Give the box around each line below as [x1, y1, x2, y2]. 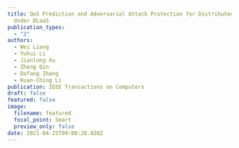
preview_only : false [14, 122, 75, 130]
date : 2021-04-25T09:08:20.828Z [7, 129, 103, 137]
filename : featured [14, 110, 72, 117]
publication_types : [7, 23, 65, 31]
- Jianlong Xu [14, 57, 55, 64]
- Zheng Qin [14, 63, 50, 70]
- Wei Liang [14, 43, 50, 51]
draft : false [7, 90, 46, 97]
